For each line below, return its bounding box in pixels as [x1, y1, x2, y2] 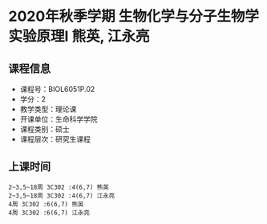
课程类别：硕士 [19, 125, 70, 134]
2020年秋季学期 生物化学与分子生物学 [8, 7, 259, 26]
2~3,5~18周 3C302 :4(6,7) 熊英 [8, 183, 110, 191]
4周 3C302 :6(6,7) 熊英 [8, 200, 84, 208]
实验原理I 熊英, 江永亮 [8, 27, 150, 46]
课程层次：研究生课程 [19, 134, 91, 144]
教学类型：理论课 [19, 105, 77, 114]
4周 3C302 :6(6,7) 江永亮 [8, 209, 91, 217]
